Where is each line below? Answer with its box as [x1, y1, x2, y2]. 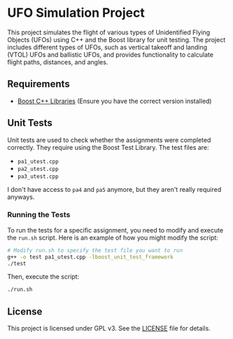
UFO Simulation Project [7, 5, 145, 21]
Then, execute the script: [7, 272, 80, 281]
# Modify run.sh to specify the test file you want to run [7, 247, 183, 254]
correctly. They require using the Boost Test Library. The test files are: [7, 143, 209, 151]
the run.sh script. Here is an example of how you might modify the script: [7, 233, 218, 242]
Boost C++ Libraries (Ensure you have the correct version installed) [17, 97, 212, 105]
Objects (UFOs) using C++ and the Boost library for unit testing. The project [7, 35, 226, 43]
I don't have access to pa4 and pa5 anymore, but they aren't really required [7, 185, 222, 193]
